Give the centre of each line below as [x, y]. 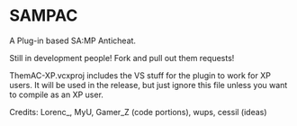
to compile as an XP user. [56, 94]
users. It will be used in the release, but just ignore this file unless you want [148, 85]
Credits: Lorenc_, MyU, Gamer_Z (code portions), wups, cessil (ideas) [138, 112]
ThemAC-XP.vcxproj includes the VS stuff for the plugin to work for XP [140, 75]
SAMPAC [44, 16]
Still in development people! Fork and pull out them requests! [122, 58]
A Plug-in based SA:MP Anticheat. [73, 40]
